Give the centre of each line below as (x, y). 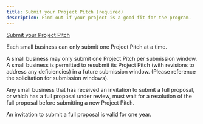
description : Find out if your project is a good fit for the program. (99, 18)
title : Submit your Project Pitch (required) (65, 12)
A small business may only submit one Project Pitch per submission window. (102, 58)
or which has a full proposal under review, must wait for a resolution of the (99, 96)
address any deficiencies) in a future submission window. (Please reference (101, 71)
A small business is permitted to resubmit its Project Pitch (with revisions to (100, 65)
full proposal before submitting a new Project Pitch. (71, 102)
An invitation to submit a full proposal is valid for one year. (79, 114)
